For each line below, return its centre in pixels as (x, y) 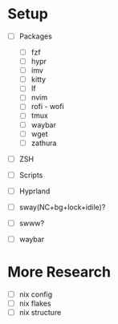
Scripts (31, 175)
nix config (36, 294)
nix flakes (35, 304)
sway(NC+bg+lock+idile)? (62, 207)
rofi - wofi (48, 107)
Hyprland (35, 191)
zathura (44, 143)
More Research (59, 272)
